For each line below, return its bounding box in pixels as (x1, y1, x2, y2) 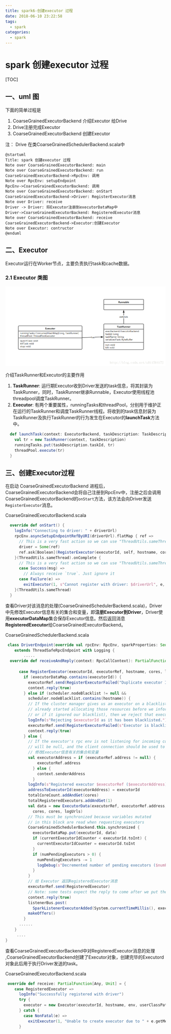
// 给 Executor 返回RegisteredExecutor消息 (27, 879, 118, 884)
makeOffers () (27, 911, 56, 916)
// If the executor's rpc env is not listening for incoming (27, 739, 160, 744)
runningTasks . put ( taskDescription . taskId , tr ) (14, 442, 115, 448)
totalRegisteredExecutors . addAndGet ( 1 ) (27, 798, 113, 803)
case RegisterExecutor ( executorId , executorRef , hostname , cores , (18, 669, 163, 674)
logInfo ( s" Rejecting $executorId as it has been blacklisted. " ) (27, 717, 167, 723)
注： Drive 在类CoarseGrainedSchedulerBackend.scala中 (5, 141, 125, 147)
